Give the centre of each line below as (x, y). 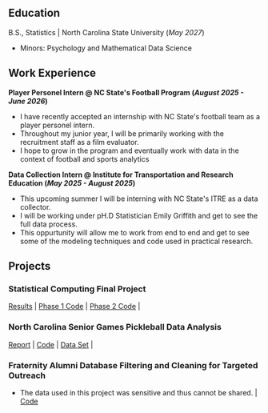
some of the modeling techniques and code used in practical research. (136, 241)
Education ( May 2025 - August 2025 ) (72, 182)
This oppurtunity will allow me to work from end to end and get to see (134, 232)
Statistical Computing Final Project (77, 289)
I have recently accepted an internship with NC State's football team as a (140, 116)
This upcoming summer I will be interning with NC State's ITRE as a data (139, 198)
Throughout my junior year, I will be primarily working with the (122, 133)
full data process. (48, 224)
